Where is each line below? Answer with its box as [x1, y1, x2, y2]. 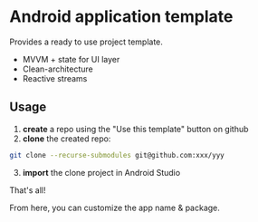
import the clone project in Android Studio [22, 167, 181, 178]
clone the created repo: [22, 133, 111, 144]
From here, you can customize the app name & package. [9, 202, 220, 213]
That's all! [9, 184, 46, 196]
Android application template [9, 6, 234, 27]
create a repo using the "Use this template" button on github [22, 123, 249, 134]
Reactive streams [22, 72, 88, 83]
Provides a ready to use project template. [9, 36, 163, 47]
